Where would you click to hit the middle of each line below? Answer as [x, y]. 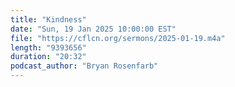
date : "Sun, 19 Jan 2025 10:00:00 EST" [93, 29]
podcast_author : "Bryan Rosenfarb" [84, 66]
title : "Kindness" [48, 19]
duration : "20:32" [48, 57]
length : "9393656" [48, 47]
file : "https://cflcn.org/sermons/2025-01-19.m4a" [118, 38]
